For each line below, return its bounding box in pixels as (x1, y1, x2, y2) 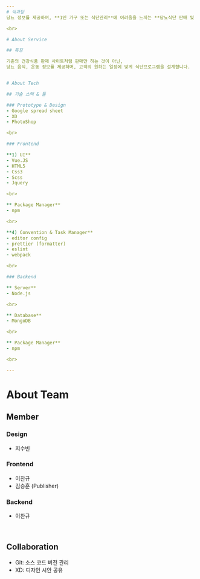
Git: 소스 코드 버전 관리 (15, 558, 69, 566)
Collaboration (6, 542, 59, 552)
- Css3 (6, 169, 23, 175)
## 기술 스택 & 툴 (6, 91, 47, 97)
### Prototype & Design (6, 102, 66, 108)
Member (6, 412, 39, 422)
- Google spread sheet (6, 107, 63, 114)
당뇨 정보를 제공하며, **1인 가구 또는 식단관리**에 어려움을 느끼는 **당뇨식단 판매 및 (6, 15, 195, 21)
